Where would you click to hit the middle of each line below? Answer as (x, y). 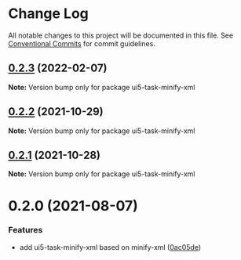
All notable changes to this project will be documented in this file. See (121, 35)
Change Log (48, 14)
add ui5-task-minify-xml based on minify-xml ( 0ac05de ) (110, 247)
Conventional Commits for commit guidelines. (82, 43)
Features (26, 230)
